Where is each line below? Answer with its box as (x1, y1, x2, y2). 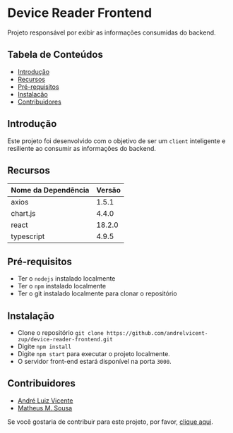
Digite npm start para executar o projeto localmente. (17, 350, 171, 358)
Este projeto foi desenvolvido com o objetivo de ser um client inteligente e (7, 136, 226, 145)
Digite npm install (17, 342, 72, 350)
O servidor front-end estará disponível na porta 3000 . (17, 358, 172, 365)
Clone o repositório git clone (17, 329, 104, 336)
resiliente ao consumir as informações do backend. (7, 144, 157, 152)
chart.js (11, 209, 36, 219)
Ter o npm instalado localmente (17, 282, 107, 291)
